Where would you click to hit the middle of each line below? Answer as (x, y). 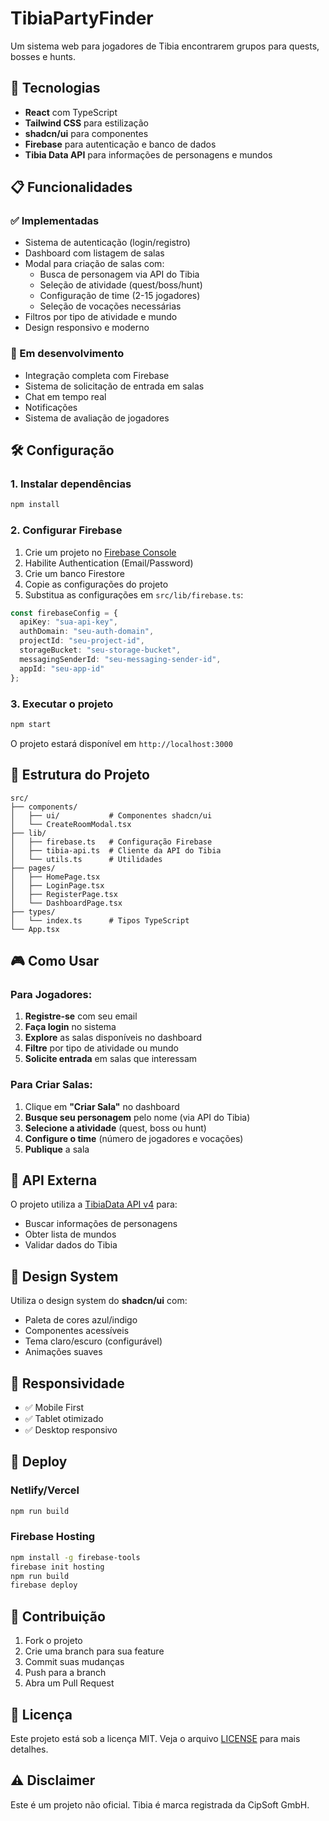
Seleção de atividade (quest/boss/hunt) (121, 285)
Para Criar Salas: (51, 1085)
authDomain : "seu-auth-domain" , (87, 632)
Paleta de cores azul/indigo (81, 1320)
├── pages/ (33, 868)
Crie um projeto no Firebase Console (100, 552)
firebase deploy (44, 1585)
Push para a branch (65, 1673)
